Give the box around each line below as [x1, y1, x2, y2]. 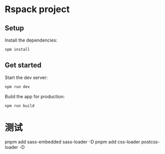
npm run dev [5, 84, 30, 89]
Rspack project [5, 4, 70, 15]
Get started [5, 61, 42, 69]
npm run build [5, 103, 35, 108]
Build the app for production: [5, 93, 65, 99]
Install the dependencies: [5, 37, 58, 43]
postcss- [141, 139, 160, 145]
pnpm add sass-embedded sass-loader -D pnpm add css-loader [5, 139, 141, 145]
